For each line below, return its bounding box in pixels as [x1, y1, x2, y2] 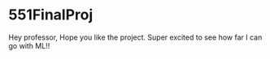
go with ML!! [8, 40, 50, 50]
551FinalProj [8, 6, 94, 24]
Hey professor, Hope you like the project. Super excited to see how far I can [8, 32, 263, 42]
